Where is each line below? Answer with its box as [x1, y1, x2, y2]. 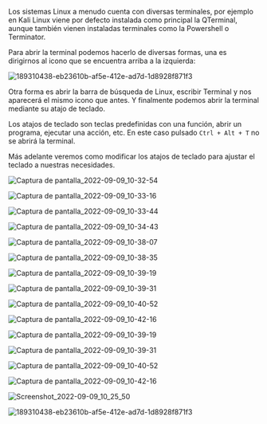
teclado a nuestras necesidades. [8, 160, 116, 170]
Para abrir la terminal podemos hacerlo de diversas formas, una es [8, 48, 227, 57]
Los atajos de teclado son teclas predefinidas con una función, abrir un [8, 120, 241, 128]
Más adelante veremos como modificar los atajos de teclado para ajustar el [8, 151, 255, 161]
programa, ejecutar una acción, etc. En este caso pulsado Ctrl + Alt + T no [8, 128, 261, 137]
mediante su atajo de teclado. [8, 104, 106, 113]
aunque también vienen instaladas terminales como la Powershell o [8, 24, 230, 33]
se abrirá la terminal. [8, 136, 76, 146]
